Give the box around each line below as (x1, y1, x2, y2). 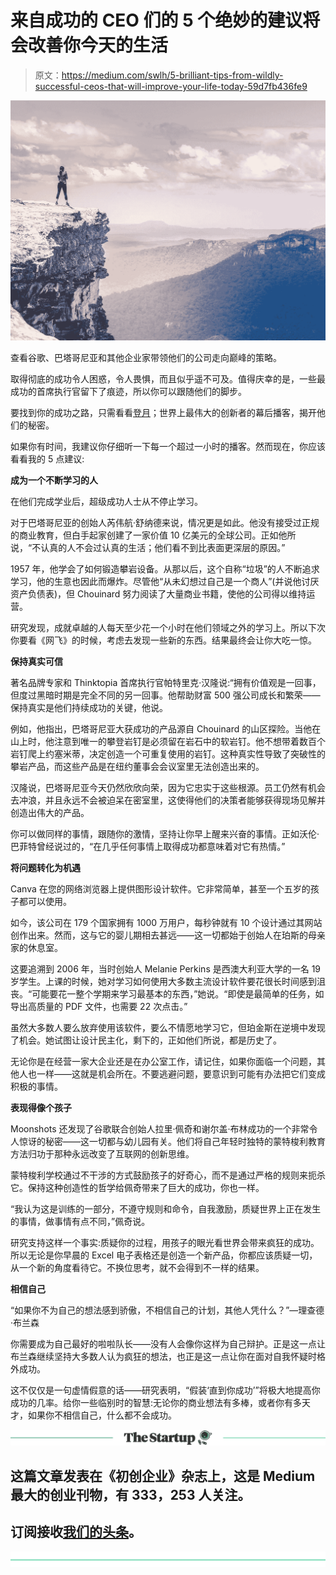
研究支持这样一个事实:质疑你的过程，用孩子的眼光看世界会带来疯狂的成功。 (10, 1237, 320, 1249)
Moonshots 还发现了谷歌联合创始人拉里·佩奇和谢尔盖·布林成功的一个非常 (10, 1123, 310, 1135)
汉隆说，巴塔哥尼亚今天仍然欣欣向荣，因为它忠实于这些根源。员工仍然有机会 (10, 782, 326, 794)
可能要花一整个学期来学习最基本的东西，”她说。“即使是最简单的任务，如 (31, 988, 325, 1000)
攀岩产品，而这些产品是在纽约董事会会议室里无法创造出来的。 (10, 761, 265, 773)
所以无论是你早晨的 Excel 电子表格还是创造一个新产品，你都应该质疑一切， (10, 1249, 318, 1261)
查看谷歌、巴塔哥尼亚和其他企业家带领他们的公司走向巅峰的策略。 (10, 352, 282, 364)
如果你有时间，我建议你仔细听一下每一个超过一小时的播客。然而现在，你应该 (10, 441, 326, 453)
